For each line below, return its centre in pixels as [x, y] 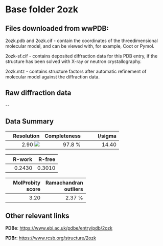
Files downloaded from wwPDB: [57, 28]
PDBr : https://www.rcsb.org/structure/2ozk [51, 238]
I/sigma [107, 136]
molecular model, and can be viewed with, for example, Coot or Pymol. [80, 46]
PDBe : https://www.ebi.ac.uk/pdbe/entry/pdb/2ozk [59, 228]
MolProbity [27, 182]
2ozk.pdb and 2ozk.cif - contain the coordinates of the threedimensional [82, 40]
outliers [74, 189]
